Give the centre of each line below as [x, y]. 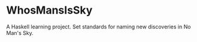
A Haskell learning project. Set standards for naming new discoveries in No [99, 27]
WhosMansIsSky [49, 10]
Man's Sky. [20, 33]
